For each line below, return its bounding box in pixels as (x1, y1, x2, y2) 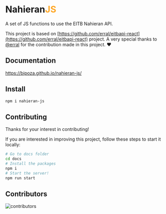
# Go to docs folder (5, 151, 50, 157)
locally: (5, 142, 20, 148)
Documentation (5, 56, 56, 65)
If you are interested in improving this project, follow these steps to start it (5, 136, 161, 142)
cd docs (5, 157, 22, 162)
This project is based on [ (5, 30, 59, 36)
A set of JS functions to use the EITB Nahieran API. (5, 21, 113, 27)
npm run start (5, 176, 36, 181)
